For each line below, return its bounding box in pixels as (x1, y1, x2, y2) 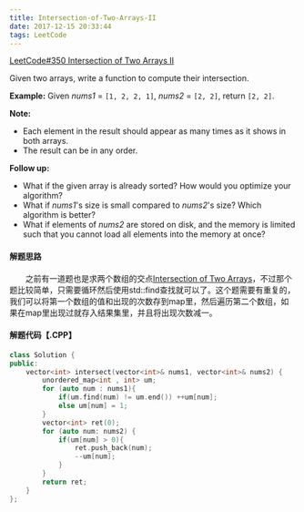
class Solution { (9, 350, 76, 360)
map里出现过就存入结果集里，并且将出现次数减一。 (25, 307, 218, 318)
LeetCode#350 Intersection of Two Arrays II (9, 56, 175, 67)
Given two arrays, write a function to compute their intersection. (9, 73, 249, 84)
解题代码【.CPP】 (9, 330, 77, 341)
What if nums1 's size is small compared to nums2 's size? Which (22, 200, 262, 210)
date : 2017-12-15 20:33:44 (9, 22, 112, 31)
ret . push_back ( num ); (74, 444, 153, 453)
